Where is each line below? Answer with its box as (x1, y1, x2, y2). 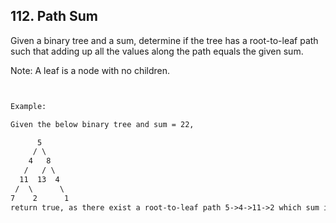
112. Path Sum (10, 8, 98, 25)
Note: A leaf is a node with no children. (10, 64, 171, 76)
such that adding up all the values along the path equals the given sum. (10, 45, 304, 57)
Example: (10, 101, 47, 111)
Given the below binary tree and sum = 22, (10, 119, 195, 129)
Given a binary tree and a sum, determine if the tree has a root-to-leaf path (10, 34, 319, 46)
